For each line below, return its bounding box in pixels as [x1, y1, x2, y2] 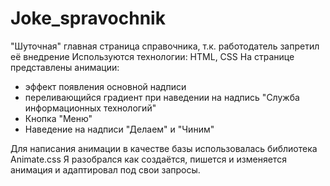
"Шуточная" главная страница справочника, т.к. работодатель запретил [10, 40, 320, 52]
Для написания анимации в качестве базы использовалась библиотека [10, 142, 318, 154]
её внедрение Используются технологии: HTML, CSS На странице [10, 50, 295, 62]
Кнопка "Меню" [24, 112, 93, 124]
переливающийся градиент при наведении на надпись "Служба [24, 91, 300, 103]
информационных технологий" [24, 102, 157, 114]
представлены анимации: [10, 61, 120, 73]
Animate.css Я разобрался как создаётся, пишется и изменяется [10, 153, 287, 165]
